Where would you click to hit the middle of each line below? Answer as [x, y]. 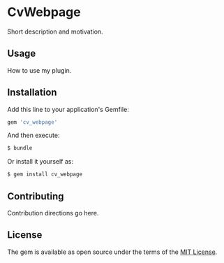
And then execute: [33, 135]
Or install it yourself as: [40, 162]
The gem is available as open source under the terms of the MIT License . [112, 252]
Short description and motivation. [55, 31]
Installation [32, 93]
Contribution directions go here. [53, 213]
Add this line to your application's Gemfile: [68, 109]
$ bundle [20, 148]
